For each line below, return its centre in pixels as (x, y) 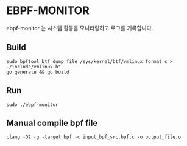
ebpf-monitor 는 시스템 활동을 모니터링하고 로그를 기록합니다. (80, 28)
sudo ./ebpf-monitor (33, 105)
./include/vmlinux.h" (34, 67)
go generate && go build (38, 72)
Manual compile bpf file (52, 123)
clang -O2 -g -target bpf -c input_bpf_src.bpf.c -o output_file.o (94, 137)
